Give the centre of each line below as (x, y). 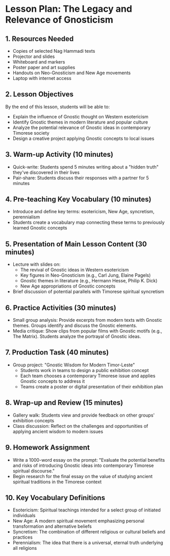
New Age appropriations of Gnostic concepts (68, 286)
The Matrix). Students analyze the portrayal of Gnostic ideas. (77, 337)
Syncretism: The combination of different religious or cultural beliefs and (89, 532)
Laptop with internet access (42, 78)
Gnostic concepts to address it (53, 381)
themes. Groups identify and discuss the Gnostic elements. (75, 325)
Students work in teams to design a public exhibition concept (84, 370)
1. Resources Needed (40, 39)
